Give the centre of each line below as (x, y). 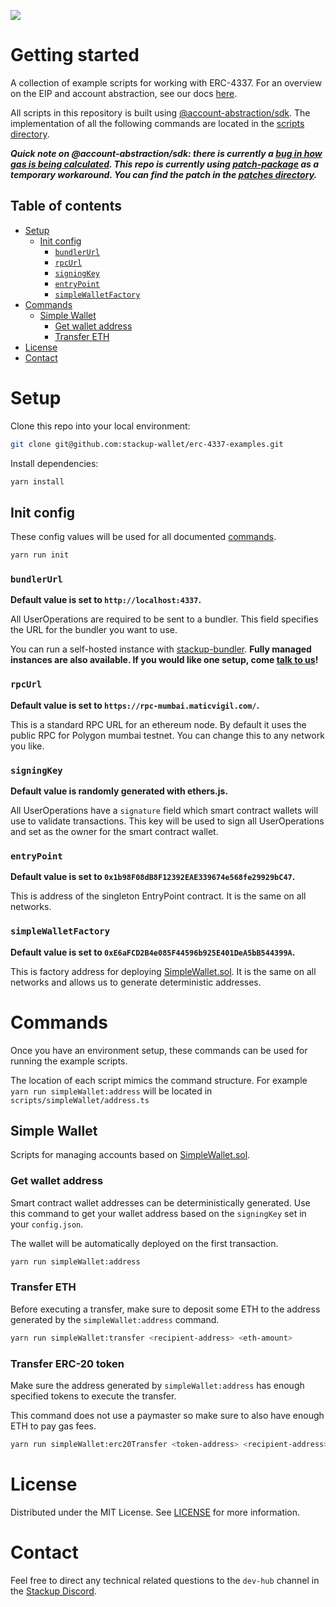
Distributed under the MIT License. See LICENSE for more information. (155, 1512)
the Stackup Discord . (53, 1591)
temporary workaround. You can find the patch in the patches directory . (164, 174)
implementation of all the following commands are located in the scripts (157, 123)
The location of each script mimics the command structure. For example (159, 1080)
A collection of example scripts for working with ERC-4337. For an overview (166, 82)
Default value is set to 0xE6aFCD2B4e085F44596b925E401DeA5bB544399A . (153, 952)
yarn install (37, 481)
